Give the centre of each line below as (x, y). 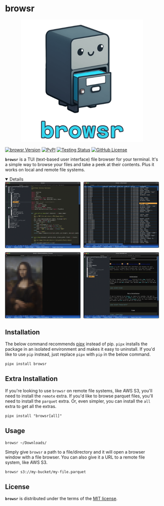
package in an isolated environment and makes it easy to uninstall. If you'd (80, 349)
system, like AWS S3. (26, 462)
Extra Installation (31, 379)
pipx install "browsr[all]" (34, 416)
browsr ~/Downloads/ (26, 443)
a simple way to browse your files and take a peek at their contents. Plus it (80, 164)
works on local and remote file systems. (45, 169)
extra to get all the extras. (31, 406)
